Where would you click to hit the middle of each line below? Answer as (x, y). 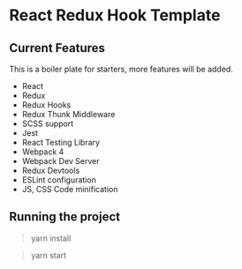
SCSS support (48, 123)
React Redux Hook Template (115, 15)
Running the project (65, 217)
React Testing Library (60, 142)
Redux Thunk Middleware (68, 114)
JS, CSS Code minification (70, 189)
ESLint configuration (59, 180)
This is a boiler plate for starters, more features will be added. (121, 69)
